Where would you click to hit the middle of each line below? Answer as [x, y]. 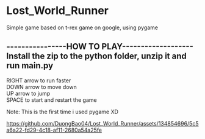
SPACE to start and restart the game [52, 100]
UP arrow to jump [28, 93]
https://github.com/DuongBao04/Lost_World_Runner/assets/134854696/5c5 [103, 123]
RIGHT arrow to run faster [39, 80]
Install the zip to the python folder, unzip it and [97, 56]
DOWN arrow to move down [42, 87]
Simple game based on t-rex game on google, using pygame [82, 27]
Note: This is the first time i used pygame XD [63, 112]
